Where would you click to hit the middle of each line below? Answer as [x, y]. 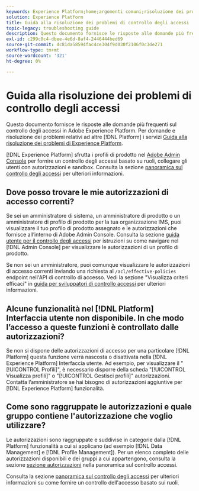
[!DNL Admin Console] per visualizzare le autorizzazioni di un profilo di [92, 247]
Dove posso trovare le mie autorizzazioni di [87, 192]
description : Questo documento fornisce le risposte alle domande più [95, 34]
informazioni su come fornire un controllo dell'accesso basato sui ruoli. [93, 482]
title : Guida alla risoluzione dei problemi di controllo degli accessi [98, 22]
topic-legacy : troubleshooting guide [53, 28]
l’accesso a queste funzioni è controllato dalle [92, 327]
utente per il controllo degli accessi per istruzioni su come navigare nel [92, 241]
